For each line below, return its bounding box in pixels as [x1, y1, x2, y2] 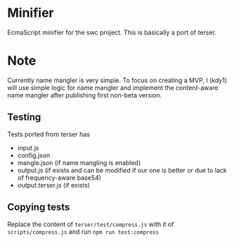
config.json [17, 151, 51, 159]
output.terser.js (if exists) [17, 180, 90, 189]
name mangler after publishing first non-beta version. [7, 91, 162, 99]
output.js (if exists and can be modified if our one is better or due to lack [17, 166, 227, 174]
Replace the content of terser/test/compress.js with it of [7, 220, 174, 228]
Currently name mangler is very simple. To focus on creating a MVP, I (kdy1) [7, 76, 228, 84]
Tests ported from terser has [7, 130, 90, 138]
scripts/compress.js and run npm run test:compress [7, 227, 160, 236]
